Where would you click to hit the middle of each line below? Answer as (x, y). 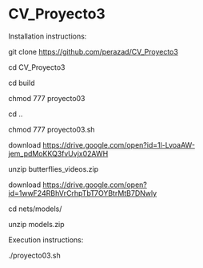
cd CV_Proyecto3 (37, 67)
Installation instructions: (48, 36)
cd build (22, 83)
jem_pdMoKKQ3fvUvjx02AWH (58, 153)
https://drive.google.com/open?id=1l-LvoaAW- (119, 144)
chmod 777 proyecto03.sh (52, 129)
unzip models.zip (37, 224)
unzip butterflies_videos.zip (54, 169)
